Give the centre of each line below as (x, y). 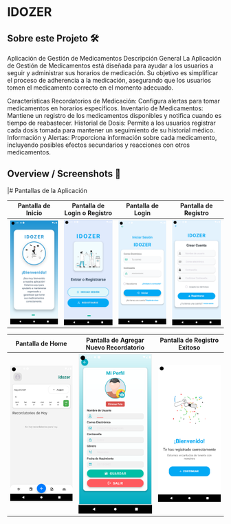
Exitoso (189, 347)
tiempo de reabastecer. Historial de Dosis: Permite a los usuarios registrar (112, 123)
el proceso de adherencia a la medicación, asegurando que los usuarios (109, 80)
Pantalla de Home (41, 344)
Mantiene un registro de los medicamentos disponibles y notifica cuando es (114, 115)
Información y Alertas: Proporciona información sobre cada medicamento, (112, 138)
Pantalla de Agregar (115, 340)
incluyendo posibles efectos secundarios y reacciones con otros (99, 145)
